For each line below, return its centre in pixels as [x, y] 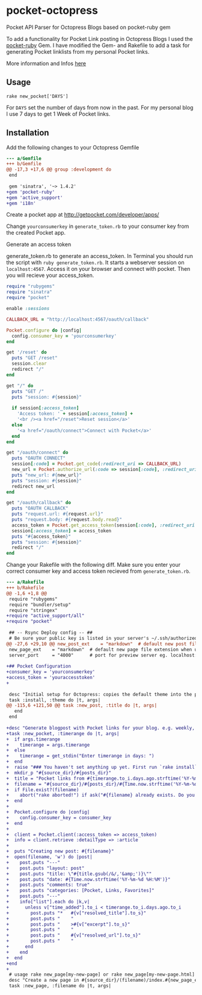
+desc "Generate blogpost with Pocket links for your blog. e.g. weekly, [101, 728]
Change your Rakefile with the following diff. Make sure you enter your [93, 565]
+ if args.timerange [33, 739]
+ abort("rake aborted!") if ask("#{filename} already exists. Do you [101, 795]
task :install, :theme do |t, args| [55, 700]
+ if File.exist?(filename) [43, 790]
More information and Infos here [46, 63]
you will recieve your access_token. [50, 276]
